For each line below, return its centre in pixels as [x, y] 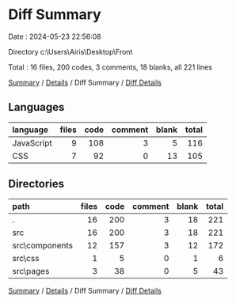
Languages [36, 107]
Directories [36, 184]
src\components [43, 245]
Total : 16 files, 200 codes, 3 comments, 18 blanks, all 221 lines [110, 67]
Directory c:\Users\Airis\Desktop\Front [70, 51]
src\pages [31, 271]
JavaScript [32, 142]
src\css [26, 258]
